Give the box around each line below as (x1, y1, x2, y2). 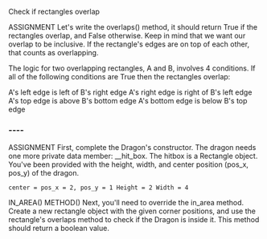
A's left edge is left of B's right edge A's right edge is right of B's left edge (8, 87, 253, 97)
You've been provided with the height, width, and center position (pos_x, (8, 160, 249, 169)
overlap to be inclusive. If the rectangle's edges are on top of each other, (8, 39, 250, 49)
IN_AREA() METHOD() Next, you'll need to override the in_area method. (8, 198, 244, 208)
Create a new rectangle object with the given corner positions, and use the (8, 206, 256, 216)
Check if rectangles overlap (8, 7, 101, 16)
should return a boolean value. (8, 224, 110, 233)
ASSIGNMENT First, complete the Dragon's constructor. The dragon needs (8, 143, 257, 152)
